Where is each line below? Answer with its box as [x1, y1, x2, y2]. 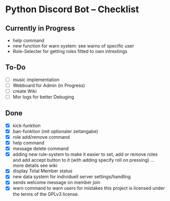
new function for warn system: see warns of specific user [12, 43, 134, 49]
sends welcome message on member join [12, 180, 101, 186]
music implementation [12, 77, 60, 83]
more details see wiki [12, 162, 58, 169]
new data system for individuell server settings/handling [12, 173, 131, 180]
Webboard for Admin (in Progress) [12, 82, 85, 88]
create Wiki [12, 88, 37, 94]
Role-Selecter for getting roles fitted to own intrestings [12, 48, 128, 54]
